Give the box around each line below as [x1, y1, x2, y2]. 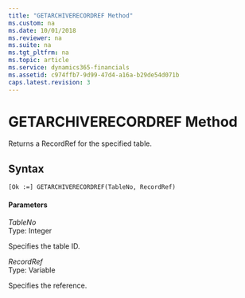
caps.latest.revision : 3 [8, 78, 91, 86]
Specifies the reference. [8, 280, 87, 291]
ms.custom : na [8, 19, 56, 27]
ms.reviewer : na [8, 33, 62, 42]
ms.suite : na [8, 41, 52, 49]
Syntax [8, 162, 45, 175]
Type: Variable [8, 265, 56, 275]
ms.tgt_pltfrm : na [8, 49, 69, 57]
